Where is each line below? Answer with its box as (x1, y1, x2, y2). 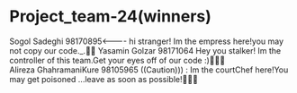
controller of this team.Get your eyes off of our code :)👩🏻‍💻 (9, 55, 226, 65)
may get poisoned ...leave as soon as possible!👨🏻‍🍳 (9, 73, 198, 84)
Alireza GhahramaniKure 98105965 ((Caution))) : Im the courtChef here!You (9, 64, 289, 75)
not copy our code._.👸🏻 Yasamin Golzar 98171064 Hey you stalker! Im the (9, 45, 282, 55)
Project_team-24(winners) (9, 6, 211, 27)
